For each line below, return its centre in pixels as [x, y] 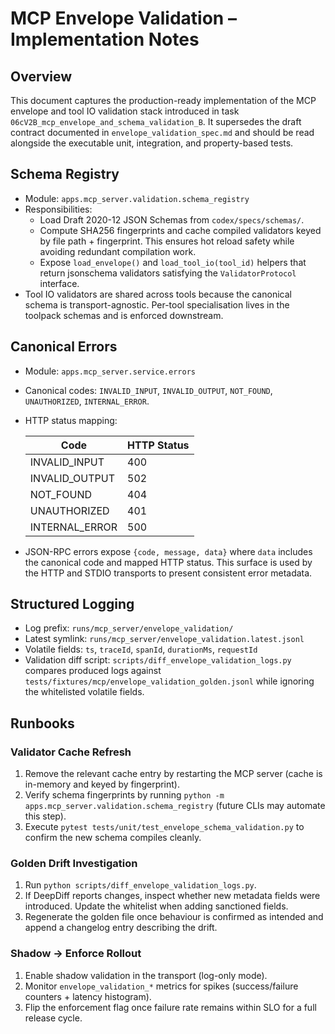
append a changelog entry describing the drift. [121, 928]
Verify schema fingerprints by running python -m [124, 795]
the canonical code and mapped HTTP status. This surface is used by [168, 562]
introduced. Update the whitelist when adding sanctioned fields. [156, 906]
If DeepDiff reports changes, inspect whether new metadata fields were [172, 896]
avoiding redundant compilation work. [118, 251]
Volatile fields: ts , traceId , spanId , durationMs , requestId [141, 649]
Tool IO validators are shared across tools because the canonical [158, 294]
